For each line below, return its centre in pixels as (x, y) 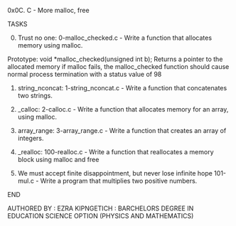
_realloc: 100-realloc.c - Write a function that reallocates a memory (116, 152)
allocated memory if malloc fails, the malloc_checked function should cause (118, 66)
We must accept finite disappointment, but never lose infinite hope (115, 173)
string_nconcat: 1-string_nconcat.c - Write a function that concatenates (122, 88)
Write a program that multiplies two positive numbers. (119, 181)
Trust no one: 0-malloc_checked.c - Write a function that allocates (114, 38)
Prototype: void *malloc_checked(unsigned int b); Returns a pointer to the (115, 59)
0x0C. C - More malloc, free (49, 10)
